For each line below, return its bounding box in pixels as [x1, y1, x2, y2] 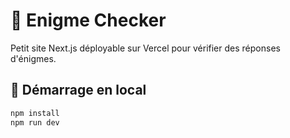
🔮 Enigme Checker [10, 9, 167, 32]
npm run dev [10, 117, 60, 128]
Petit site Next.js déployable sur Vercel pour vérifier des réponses [10, 42, 281, 54]
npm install [10, 108, 60, 118]
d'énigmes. [10, 52, 57, 64]
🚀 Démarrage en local [10, 82, 147, 99]
